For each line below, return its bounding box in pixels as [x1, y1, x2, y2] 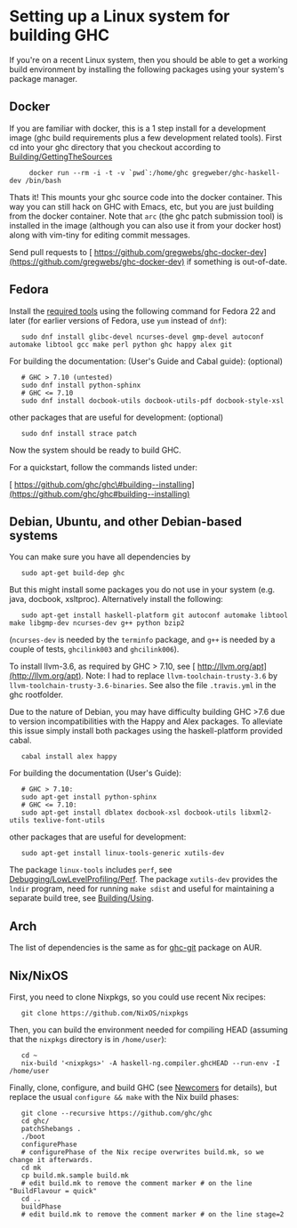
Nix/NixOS [9, 967, 68, 983]
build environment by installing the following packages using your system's [9, 64, 285, 75]
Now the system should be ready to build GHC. [9, 445, 182, 455]
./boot [20, 1132, 46, 1141]
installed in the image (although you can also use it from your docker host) [9, 220, 282, 230]
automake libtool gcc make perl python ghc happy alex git [9, 340, 233, 349]
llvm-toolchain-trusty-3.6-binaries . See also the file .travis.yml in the [9, 680, 277, 691]
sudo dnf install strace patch [20, 429, 138, 437]
